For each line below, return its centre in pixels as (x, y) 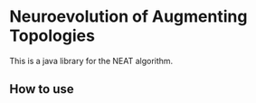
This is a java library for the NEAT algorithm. (91, 61)
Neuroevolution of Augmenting (128, 17)
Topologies (52, 36)
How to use (42, 89)
